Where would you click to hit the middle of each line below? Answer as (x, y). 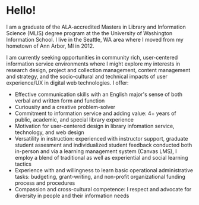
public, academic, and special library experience (74, 119)
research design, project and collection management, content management (98, 70)
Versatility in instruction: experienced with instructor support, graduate (101, 138)
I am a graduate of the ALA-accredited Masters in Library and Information (96, 27)
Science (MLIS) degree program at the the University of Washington (89, 33)
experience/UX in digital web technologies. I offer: (67, 83)
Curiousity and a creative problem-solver (65, 107)
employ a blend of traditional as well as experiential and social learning (101, 157)
